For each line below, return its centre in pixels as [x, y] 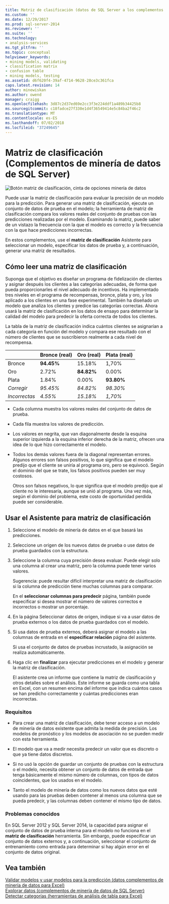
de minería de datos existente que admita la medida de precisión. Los [85, 728]
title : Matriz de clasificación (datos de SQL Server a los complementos [84, 10]
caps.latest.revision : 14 [32, 85]
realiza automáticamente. [39, 652]
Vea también [25, 868]
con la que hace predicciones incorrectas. [49, 230]
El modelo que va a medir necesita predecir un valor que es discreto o [85, 749]
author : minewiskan [26, 90]
